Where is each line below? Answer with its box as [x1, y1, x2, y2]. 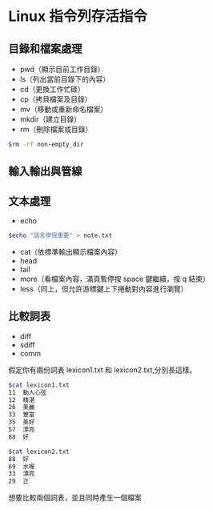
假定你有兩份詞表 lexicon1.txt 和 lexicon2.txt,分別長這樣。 [8, 365, 197, 375]
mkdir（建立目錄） [19, 114, 82, 124]
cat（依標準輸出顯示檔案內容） [19, 247, 123, 256]
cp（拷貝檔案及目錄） [19, 94, 92, 104]
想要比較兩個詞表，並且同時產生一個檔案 [8, 493, 142, 503]
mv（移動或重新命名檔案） [19, 105, 108, 114]
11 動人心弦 [8, 388, 47, 396]
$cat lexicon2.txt [8, 448, 70, 456]
